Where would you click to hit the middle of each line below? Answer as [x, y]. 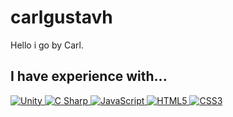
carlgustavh [61, 17]
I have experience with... [89, 76]
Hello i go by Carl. [47, 45]
